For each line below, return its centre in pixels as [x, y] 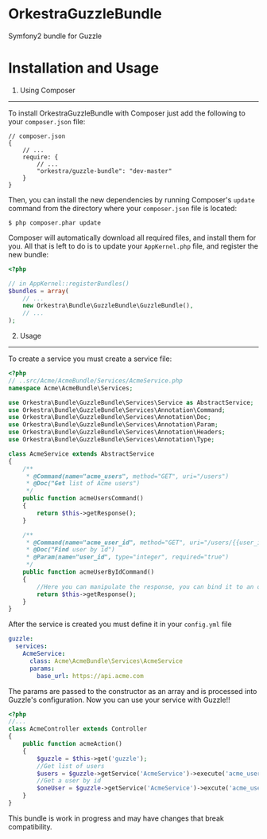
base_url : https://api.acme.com [91, 676]
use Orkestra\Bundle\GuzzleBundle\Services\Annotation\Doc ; [110, 418]
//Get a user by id [69, 781]
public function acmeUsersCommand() [83, 499]
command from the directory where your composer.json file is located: [122, 208]
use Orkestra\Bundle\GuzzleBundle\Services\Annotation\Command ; [117, 410]
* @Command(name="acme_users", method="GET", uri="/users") [127, 476]
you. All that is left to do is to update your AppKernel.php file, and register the [133, 246]
